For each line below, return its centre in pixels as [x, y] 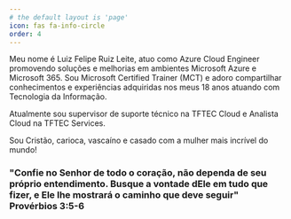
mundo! [23, 150]
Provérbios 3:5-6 [47, 207]
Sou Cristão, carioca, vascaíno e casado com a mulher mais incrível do [139, 141]
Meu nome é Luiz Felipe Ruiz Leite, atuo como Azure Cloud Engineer [134, 59]
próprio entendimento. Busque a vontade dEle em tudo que [139, 184]
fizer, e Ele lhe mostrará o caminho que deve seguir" [124, 195]
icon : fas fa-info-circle [57, 26]
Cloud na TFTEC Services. [58, 123]
